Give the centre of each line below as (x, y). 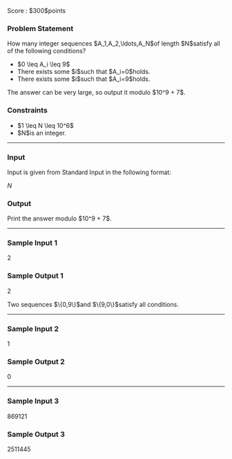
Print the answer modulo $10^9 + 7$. (59, 218)
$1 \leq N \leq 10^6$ (45, 125)
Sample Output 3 (36, 434)
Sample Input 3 (33, 401)
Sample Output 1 (35, 276)
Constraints (28, 111)
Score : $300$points (37, 11)
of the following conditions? (47, 51)
